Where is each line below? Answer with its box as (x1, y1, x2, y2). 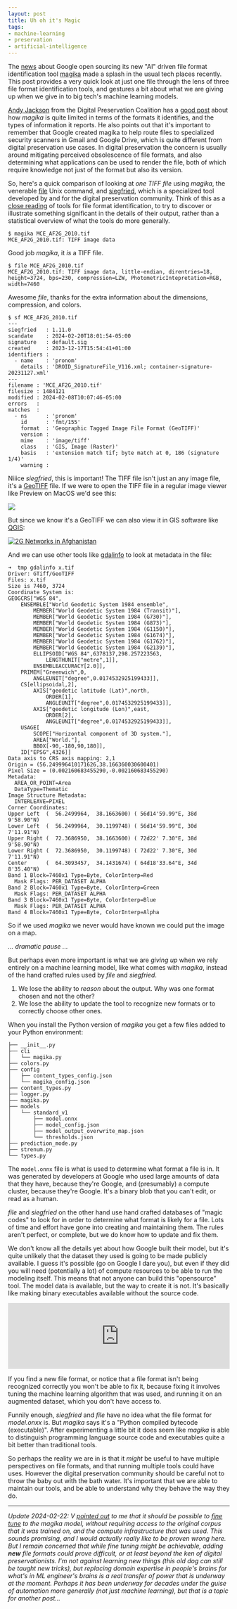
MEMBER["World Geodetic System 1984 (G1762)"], (33, 638, 175, 645)
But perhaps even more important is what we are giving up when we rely (8, 956, 219, 964)
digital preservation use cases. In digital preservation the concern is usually (8, 143, 227, 151)
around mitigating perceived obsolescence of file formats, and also (8, 150, 203, 159)
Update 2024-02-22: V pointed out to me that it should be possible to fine (8, 1512, 223, 1520)
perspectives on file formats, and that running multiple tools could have (8, 1462, 214, 1470)
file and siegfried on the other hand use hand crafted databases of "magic (8, 1208, 223, 1217)
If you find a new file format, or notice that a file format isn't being (8, 1375, 199, 1383)
